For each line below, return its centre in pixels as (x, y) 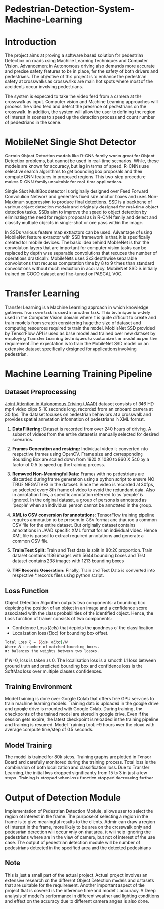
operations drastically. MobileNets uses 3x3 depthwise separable (71, 258)
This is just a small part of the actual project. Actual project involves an (76, 875)
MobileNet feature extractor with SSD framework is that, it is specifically (78, 237)
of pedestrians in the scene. (33, 122)
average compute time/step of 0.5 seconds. (49, 730)
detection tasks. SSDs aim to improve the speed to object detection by (76, 212)
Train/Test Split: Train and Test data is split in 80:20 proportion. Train (82, 550)
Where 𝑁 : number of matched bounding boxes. (53, 647)
